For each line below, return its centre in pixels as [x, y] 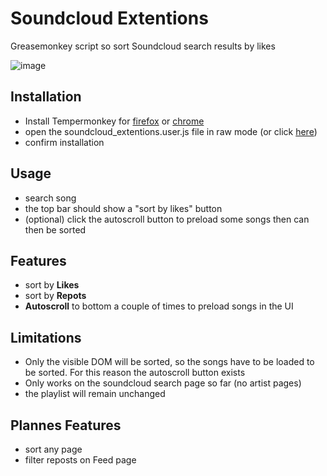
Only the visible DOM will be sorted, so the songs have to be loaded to [169, 362]
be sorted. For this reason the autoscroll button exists [135, 373]
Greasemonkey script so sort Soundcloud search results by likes [143, 46]
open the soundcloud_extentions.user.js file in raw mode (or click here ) [171, 131]
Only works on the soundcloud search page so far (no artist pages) [163, 383]
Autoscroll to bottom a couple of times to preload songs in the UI [159, 306]
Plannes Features [66, 425]
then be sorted [55, 229]
